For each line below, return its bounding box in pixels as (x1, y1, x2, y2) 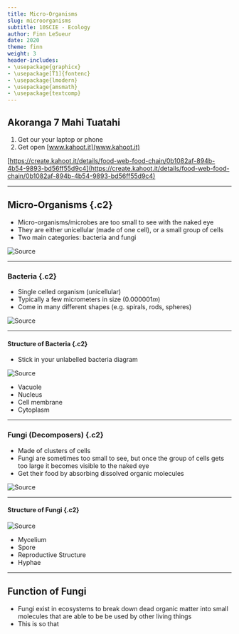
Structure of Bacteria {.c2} (7, 339, 88, 348)
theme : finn (7, 43, 43, 51)
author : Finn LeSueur (7, 30, 72, 38)
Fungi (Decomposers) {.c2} (7, 430, 105, 440)
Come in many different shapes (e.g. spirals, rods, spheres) (17, 303, 192, 311)
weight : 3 (7, 51, 37, 58)
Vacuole (17, 383, 42, 392)
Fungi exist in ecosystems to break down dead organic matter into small (17, 604, 229, 613)
